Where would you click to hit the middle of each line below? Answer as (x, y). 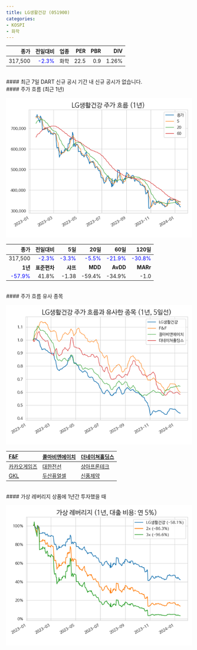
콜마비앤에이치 (59, 457)
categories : (21, 19)
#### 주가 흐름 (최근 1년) (35, 89)
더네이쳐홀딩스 (97, 457)
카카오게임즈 (23, 466)
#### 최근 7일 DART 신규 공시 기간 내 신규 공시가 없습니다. (74, 81)
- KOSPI (16, 25)
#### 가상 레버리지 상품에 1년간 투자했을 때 (56, 496)
